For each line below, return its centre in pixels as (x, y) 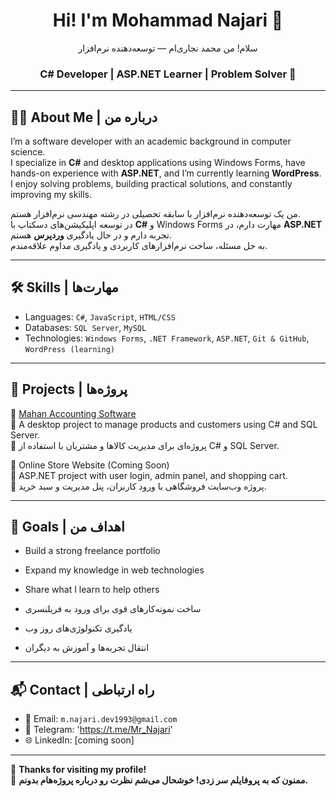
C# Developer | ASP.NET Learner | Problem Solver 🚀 (168, 74)
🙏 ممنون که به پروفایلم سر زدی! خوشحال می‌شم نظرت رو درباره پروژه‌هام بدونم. (159, 780)
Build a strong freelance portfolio (92, 551)
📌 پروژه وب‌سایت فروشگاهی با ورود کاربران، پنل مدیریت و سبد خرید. (138, 486)
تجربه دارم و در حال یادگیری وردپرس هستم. (91, 235)
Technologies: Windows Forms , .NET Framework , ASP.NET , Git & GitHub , (167, 338)
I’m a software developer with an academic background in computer (151, 141)
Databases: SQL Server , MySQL (85, 327)
